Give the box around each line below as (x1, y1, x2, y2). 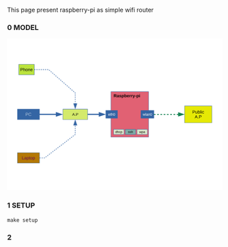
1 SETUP (7, 201, 35, 210)
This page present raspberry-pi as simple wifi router (7, 6, 154, 14)
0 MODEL (7, 23, 39, 32)
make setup (7, 217, 38, 224)
